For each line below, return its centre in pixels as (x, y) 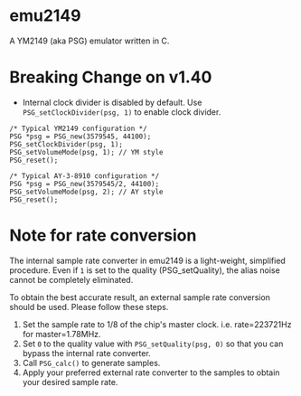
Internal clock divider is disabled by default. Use (112, 102)
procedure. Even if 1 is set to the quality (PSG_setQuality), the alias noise (145, 270)
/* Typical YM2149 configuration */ (78, 128)
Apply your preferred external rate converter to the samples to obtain (151, 372)
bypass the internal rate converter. (86, 353)
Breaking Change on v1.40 (111, 77)
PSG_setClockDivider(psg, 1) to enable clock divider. (122, 112)
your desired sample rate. (70, 382)
